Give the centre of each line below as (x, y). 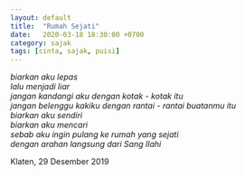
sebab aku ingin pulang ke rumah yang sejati (94, 134)
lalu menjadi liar (40, 87)
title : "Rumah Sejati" (55, 26)
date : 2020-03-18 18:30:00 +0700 (77, 34)
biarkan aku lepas (44, 77)
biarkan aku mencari (49, 125)
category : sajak (41, 43)
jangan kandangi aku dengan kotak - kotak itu (97, 97)
